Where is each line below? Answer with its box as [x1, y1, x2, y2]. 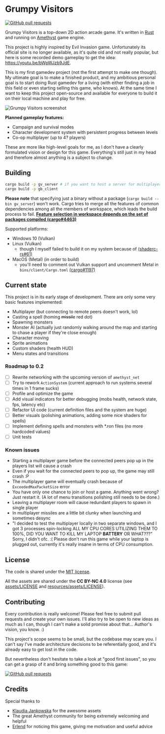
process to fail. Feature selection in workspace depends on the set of [5, 211, 148, 217]
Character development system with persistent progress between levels [12, 129, 158, 135]
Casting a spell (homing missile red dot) [12, 314, 93, 320]
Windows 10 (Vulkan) [12, 235, 55, 241]
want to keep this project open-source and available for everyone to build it [5, 90, 158, 96]
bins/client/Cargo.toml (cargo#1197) [19, 267, 96, 273]
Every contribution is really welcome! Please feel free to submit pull [5, 611, 141, 617]
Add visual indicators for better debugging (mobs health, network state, [12, 396, 158, 402]
